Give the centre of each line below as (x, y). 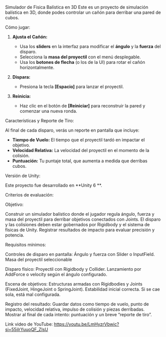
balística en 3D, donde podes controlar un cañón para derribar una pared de (83, 12)
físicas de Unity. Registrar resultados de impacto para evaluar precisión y (80, 230)
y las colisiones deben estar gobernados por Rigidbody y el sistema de (78, 224)
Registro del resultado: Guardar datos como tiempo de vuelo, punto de (77, 304)
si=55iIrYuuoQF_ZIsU (27, 329)
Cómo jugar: (18, 27)
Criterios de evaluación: (29, 195)
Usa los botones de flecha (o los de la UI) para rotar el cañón (82, 62)
